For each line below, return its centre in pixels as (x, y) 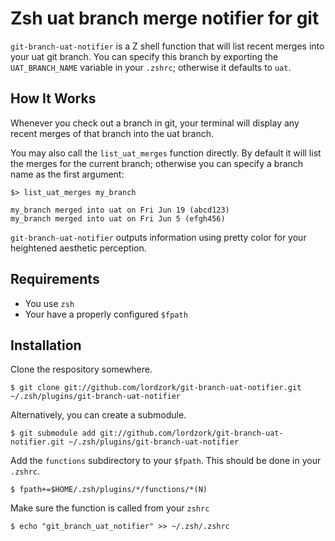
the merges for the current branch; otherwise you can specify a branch (157, 163)
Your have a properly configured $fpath (106, 314)
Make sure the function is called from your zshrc (110, 508)
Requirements (55, 279)
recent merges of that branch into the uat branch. (112, 133)
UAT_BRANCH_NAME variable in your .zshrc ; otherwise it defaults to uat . (151, 67)
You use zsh (49, 303)
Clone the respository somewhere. (81, 369)
